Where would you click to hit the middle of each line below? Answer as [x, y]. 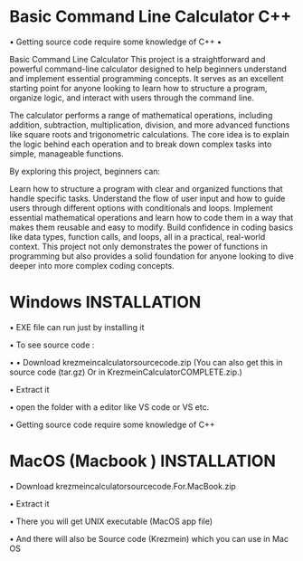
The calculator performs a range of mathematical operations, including [141, 115]
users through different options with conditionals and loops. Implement [141, 208]
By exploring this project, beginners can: [85, 171]
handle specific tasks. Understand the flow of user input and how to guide [147, 198]
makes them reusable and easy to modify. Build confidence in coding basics [151, 227]
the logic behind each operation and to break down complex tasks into [141, 144]
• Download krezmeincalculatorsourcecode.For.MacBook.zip [123, 486]
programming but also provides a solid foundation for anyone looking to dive [151, 256]
